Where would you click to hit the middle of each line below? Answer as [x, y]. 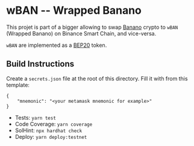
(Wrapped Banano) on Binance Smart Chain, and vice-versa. [81, 33]
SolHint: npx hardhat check [48, 130]
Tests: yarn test [35, 117]
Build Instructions [40, 64]
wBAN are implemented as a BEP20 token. [57, 45]
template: [18, 85]
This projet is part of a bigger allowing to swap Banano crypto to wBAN [92, 27]
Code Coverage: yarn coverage [54, 124]
